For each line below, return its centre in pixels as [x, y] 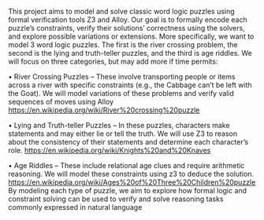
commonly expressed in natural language [75, 207]
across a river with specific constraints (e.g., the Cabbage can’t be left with [130, 85]
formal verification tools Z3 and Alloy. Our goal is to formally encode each [128, 20]
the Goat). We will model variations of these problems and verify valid [121, 93]
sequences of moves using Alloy [61, 102]
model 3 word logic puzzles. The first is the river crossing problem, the [123, 45]
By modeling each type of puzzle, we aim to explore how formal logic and [127, 191]
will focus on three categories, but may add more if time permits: [113, 61]
